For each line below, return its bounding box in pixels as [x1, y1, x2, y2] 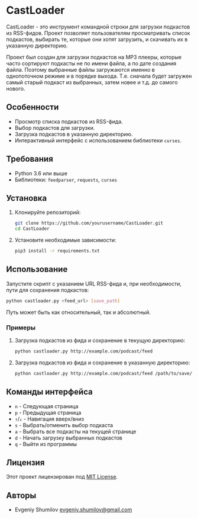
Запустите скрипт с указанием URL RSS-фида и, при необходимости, [6, 280, 182, 287]
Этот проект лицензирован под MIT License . [6, 473, 118, 480]
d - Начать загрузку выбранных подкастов [14, 434, 123, 441]
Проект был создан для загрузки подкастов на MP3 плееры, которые [6, 53, 182, 60]
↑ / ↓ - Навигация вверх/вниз [14, 415, 85, 422]
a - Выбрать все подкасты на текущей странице [14, 428, 137, 435]
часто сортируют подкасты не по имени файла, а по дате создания [6, 60, 177, 67]
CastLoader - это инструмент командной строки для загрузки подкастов [6, 23, 190, 30]
